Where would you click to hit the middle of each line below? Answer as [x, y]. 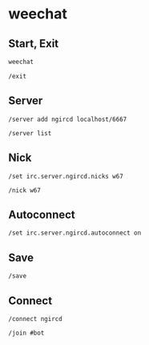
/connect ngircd [35, 319]
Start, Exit [34, 44]
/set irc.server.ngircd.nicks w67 [66, 176]
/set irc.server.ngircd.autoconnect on [75, 233]
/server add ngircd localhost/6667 [68, 119]
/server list [30, 133]
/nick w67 [25, 190]
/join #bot [26, 333]
